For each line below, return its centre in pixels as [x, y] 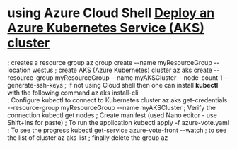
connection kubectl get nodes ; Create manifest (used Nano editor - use [112, 115]
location [19, 70]
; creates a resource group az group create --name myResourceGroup [110, 62]
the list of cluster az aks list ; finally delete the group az [88, 137]
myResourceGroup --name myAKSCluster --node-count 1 [139, 77]
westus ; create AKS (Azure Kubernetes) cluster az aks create [122, 70]
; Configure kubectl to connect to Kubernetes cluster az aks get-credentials [117, 100]
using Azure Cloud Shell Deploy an [111, 13]
